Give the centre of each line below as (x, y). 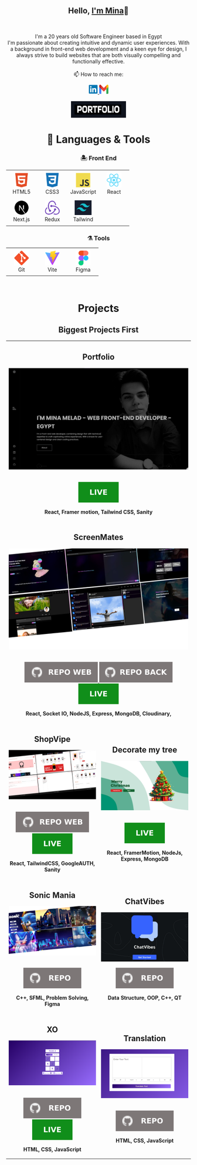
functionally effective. (98, 61)
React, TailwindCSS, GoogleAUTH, (52, 864)
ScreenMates (98, 537)
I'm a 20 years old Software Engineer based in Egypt (98, 36)
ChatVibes (145, 902)
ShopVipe (52, 739)
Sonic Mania (52, 895)
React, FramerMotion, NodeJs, (145, 852)
